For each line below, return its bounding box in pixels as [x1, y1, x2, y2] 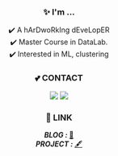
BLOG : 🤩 [44, 129, 74, 139]
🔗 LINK [45, 112, 73, 123]
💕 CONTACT [35, 72, 83, 84]
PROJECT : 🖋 [35, 139, 83, 149]
